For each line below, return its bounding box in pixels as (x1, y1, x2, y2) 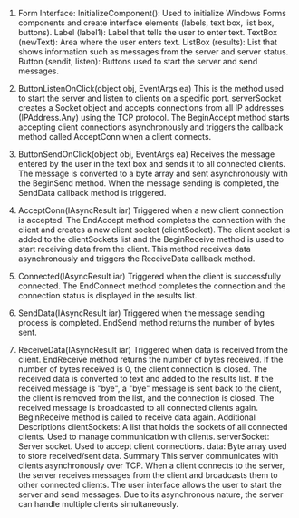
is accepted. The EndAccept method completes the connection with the (17, 215, 287, 225)
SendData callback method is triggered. (17, 188, 167, 198)
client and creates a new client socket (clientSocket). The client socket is (17, 224, 291, 235)
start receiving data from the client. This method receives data (17, 244, 251, 254)
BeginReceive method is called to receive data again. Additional (17, 412, 256, 423)
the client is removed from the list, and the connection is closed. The (17, 393, 275, 403)
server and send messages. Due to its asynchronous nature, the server (17, 489, 284, 500)
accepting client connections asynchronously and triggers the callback (17, 122, 284, 132)
